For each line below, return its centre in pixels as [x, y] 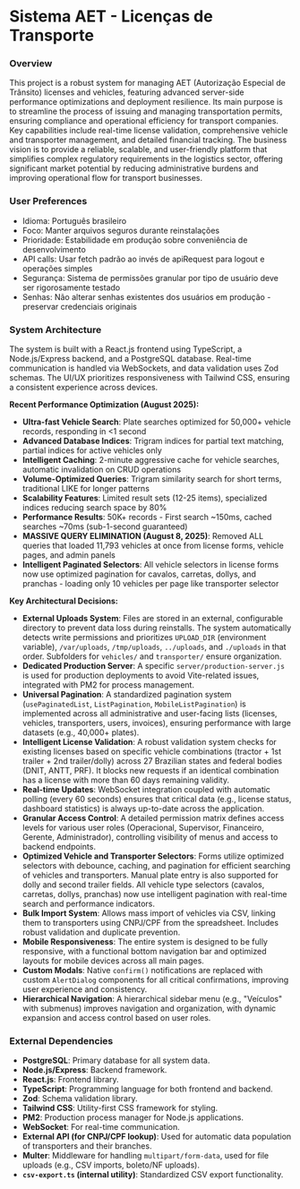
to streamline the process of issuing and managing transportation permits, [146, 111]
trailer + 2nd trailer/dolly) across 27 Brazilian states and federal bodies [152, 761]
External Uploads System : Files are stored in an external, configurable [153, 619]
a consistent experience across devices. [84, 388]
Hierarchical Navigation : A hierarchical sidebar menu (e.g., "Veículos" [152, 999]
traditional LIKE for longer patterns [86, 489]
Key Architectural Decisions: [64, 601]
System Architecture [56, 329]
